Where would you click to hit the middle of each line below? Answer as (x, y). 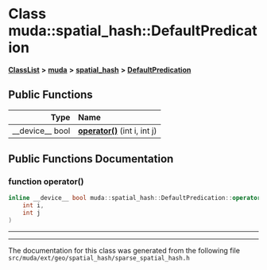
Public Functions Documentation (91, 159)
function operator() (46, 182)
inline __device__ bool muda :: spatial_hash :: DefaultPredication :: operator (135, 198)
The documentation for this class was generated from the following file (124, 250)
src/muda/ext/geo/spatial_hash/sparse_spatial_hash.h (99, 258)
